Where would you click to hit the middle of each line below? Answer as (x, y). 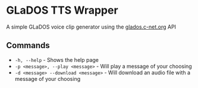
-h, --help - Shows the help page (57, 59)
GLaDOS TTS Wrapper (62, 10)
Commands (28, 45)
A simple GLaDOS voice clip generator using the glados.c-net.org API (91, 27)
